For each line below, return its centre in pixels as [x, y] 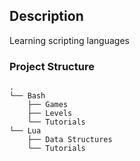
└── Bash [27, 96]
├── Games [48, 105]
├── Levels [50, 114]
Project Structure [52, 66]
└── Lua [25, 131]
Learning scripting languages [69, 40]
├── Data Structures [70, 140]
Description [46, 16]
